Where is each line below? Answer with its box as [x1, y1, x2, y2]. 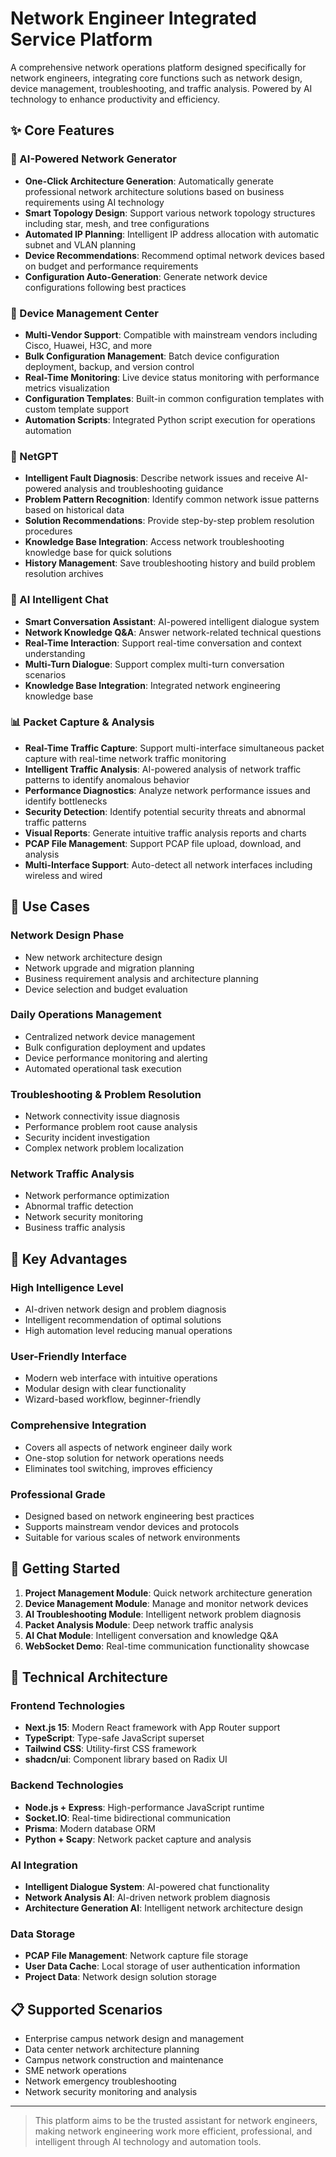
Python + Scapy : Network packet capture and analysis [24, 1833, 252, 1845]
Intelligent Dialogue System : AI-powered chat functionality [24, 1881, 270, 1893]
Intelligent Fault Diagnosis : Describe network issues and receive [24, 472, 294, 484]
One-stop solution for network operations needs [24, 1452, 225, 1464]
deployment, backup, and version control [24, 360, 195, 372]
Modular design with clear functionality [24, 1383, 187, 1395]
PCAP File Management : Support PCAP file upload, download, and [24, 837, 302, 849]
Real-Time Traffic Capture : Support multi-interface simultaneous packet [24, 742, 325, 754]
